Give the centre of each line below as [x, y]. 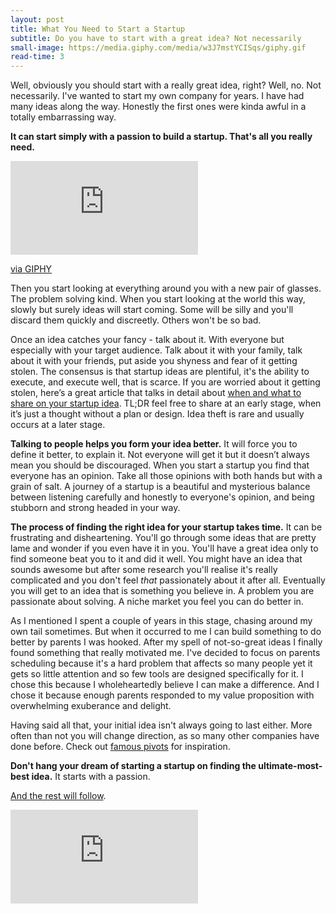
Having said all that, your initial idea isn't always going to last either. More [161, 725]
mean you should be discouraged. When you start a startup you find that [160, 465]
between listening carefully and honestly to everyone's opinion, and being [162, 497]
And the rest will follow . [58, 796]
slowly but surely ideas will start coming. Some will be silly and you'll [152, 310]
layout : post [37, 19]
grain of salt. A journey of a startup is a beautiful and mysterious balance [160, 487]
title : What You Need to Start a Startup [98, 29]
